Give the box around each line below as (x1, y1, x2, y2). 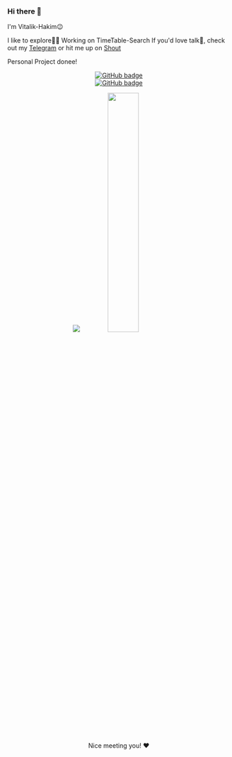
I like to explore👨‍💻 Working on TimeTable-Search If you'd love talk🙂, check (7, 36, 225, 45)
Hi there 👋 (7, 6, 42, 16)
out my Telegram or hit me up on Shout (7, 44, 122, 52)
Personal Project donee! (7, 57, 78, 66)
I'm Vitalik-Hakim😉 (7, 23, 64, 31)
